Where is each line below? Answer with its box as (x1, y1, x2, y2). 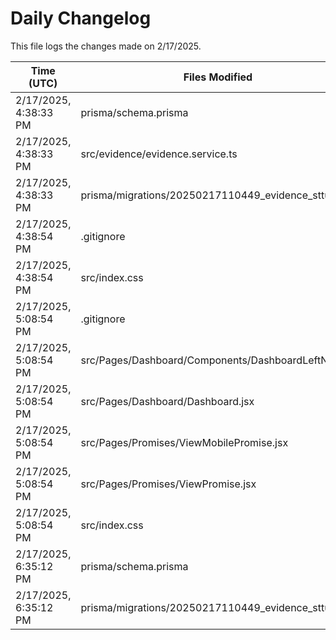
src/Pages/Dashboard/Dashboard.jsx (80, 394, 255, 408)
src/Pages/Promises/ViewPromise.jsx (80, 477, 257, 491)
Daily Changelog (10, 7, 152, 30)
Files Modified (183, 70, 253, 84)
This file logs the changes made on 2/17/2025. (10, 40, 202, 52)
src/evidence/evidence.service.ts (80, 147, 238, 161)
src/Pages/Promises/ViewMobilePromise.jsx (80, 435, 289, 449)
